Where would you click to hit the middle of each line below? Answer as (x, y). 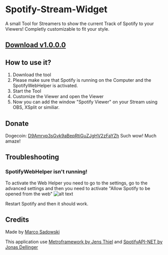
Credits (17, 220)
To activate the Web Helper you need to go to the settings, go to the (76, 183)
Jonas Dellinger (22, 247)
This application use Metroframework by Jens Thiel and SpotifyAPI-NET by (84, 242)
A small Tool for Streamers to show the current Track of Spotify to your (80, 24)
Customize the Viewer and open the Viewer (58, 97)
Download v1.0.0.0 (36, 45)
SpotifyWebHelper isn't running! (46, 172)
